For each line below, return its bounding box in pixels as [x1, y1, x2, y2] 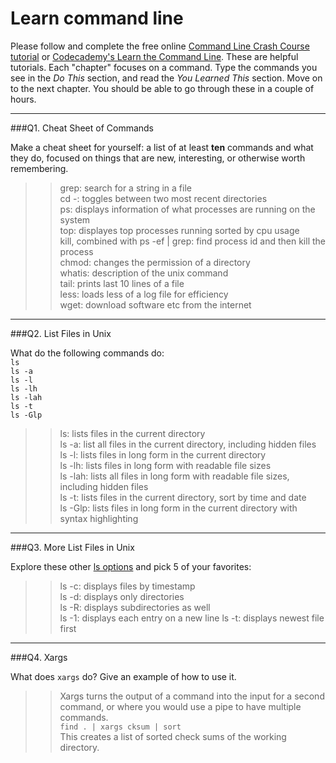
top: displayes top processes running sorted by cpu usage [59, 224, 300, 236]
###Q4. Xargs [10, 651, 68, 663]
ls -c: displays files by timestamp [59, 580, 196, 592]
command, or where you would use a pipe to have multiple [59, 700, 302, 712]
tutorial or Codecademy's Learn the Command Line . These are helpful [10, 50, 299, 62]
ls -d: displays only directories [59, 590, 185, 602]
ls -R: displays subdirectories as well [59, 601, 211, 613]
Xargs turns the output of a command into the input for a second [59, 690, 325, 702]
